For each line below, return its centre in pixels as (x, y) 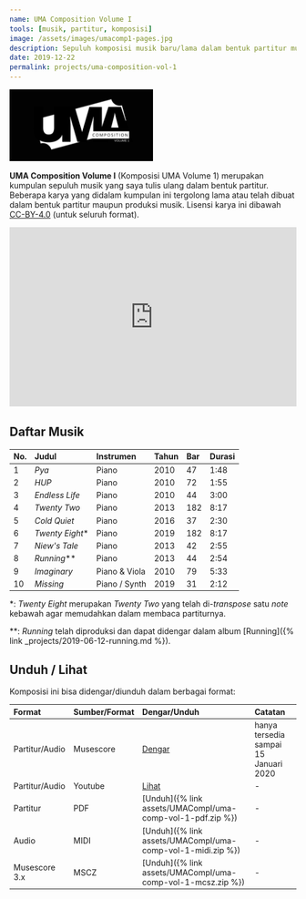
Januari (269, 763)
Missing (50, 584)
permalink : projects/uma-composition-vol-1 (93, 67)
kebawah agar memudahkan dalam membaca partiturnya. (117, 614)
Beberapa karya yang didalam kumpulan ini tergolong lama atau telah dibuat (152, 195)
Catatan (270, 711)
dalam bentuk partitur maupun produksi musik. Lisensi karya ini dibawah (145, 204)
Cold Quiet (55, 520)
